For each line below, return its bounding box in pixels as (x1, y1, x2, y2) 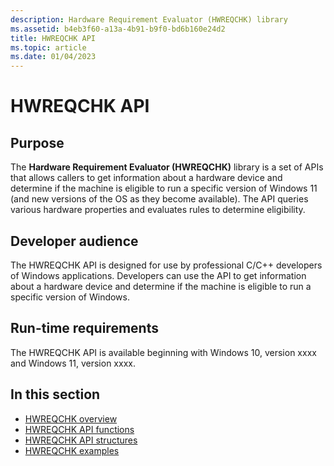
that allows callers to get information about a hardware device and (10, 172, 283, 184)
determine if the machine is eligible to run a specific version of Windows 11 (10, 182, 318, 195)
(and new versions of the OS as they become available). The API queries (10, 193, 309, 205)
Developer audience (10, 232, 139, 250)
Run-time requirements (10, 320, 159, 337)
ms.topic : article (10, 42, 87, 53)
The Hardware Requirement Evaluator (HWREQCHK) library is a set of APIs (10, 161, 324, 173)
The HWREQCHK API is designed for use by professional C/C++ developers (10, 259, 323, 271)
